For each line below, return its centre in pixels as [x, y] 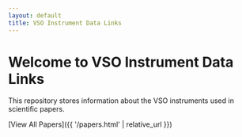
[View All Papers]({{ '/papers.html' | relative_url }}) [90, 124]
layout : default [35, 15]
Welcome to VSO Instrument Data [121, 62]
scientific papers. [36, 109]
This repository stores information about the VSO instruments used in [121, 101]
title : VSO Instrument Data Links [65, 23]
